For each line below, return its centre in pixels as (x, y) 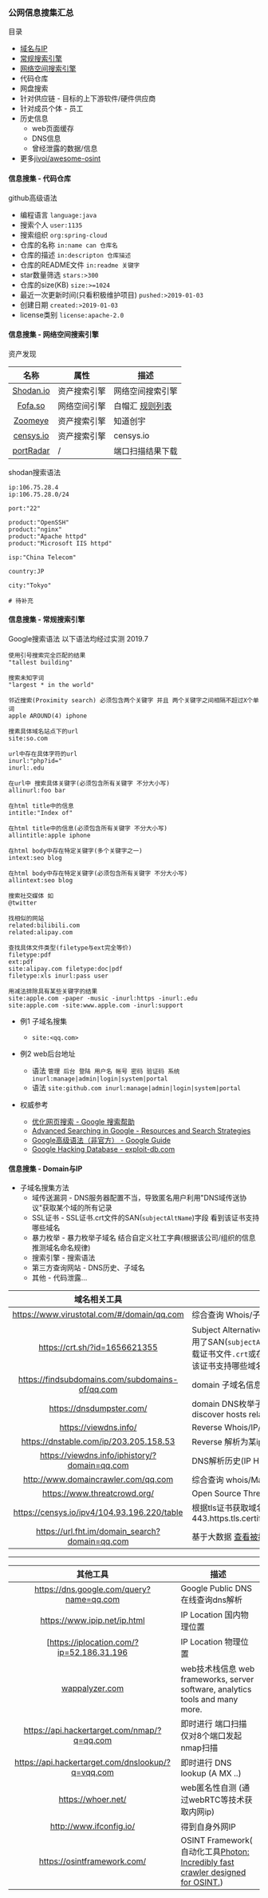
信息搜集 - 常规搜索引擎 (47, 619)
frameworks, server (217, 1680)
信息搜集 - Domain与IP (45, 1169)
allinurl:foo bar (37, 790)
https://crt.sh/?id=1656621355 (98, 1348)
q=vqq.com (93, 1772)
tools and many (209, 1700)
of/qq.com (98, 1389)
